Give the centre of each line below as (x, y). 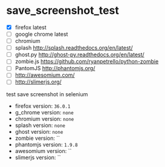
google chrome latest (41, 34)
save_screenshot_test (63, 11)
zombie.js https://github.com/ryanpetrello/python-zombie (87, 62)
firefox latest (31, 27)
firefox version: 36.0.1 (43, 106)
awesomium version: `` (43, 151)
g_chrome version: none (44, 112)
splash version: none (40, 125)
